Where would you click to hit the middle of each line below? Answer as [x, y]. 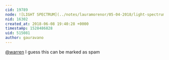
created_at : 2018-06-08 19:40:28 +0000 [47, 24]
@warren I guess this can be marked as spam [53, 52]
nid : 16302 [17, 19]
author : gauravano [24, 38]
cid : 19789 [17, 10]
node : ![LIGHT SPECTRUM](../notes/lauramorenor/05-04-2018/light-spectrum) [86, 14]
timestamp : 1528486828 [29, 28]
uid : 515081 [18, 33]
